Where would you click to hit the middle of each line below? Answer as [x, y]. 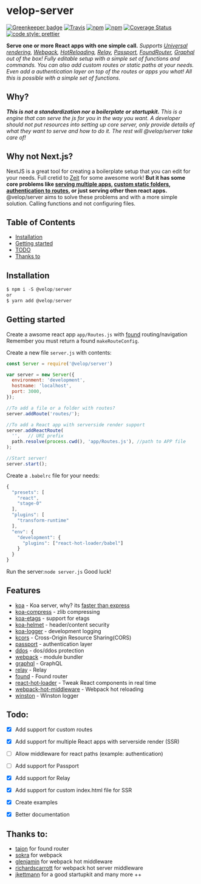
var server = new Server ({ [40, 375]
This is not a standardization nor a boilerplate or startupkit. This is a [94, 111]
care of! [16, 137]
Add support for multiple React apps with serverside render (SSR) [97, 741]
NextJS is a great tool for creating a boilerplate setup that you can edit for [98, 171]
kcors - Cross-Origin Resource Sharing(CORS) [73, 637]
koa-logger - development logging [58, 631]
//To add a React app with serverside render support [76, 425]
